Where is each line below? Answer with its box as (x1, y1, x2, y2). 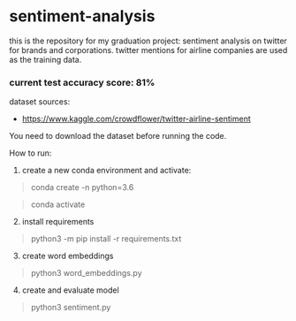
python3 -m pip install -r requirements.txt (30, 233, 182, 244)
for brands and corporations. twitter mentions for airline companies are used (9, 44, 288, 55)
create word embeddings (21, 250, 114, 262)
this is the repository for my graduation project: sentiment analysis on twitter (9, 35, 287, 46)
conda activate (30, 199, 86, 210)
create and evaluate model (21, 285, 119, 295)
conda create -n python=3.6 (30, 182, 134, 193)
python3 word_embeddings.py (30, 268, 143, 279)
